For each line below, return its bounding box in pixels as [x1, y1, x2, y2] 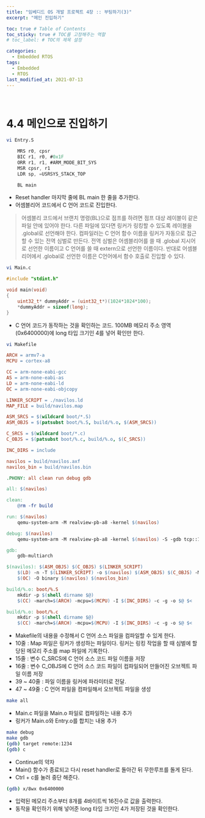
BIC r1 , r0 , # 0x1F [17, 154, 64, 160]
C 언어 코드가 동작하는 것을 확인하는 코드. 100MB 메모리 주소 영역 [15, 322, 171, 329]
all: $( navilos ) [6, 486, 48, 492]
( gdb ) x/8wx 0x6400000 [6, 786, 64, 792]
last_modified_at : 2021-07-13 [6, 76, 84, 83]
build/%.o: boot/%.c [6, 609, 59, 615]
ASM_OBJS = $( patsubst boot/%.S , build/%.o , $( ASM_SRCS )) [6, 419, 157, 426]
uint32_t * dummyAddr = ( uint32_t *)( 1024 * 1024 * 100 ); [17, 298, 151, 304]
